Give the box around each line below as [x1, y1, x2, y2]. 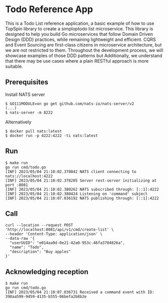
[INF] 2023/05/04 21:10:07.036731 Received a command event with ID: [5, 290, 155, 295]
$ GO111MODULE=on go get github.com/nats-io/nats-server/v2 [5, 101, 135, 106]
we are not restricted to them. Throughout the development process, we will [5, 47, 163, 53]
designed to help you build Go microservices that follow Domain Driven [5, 31, 153, 37]
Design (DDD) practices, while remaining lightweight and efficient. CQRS [5, 36, 156, 42]
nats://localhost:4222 [5, 174, 53, 179]
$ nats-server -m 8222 [5, 110, 53, 115]
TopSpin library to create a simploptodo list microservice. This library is [5, 25, 153, 31]
